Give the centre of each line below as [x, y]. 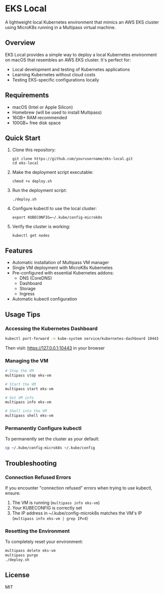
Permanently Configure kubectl [43, 428]
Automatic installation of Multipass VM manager [60, 263]
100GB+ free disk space [36, 123]
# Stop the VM [20, 371]
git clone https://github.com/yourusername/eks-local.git [72, 159]
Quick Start [23, 138]
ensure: [13, 493]
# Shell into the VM [26, 411]
